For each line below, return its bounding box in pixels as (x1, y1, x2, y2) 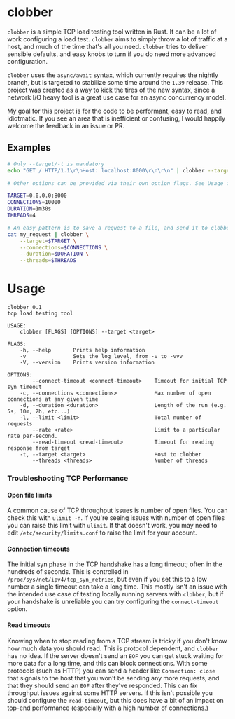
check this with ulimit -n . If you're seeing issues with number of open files (7, 514, 225, 522)
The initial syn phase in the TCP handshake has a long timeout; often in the (7, 560, 222, 568)
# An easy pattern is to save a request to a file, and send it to (7, 224, 208, 231)
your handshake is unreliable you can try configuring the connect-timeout (7, 597, 219, 606)
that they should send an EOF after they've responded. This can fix (7, 681, 198, 690)
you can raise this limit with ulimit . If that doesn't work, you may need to (7, 521, 218, 530)
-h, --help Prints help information (20, 347, 145, 354)
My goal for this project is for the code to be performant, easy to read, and (7, 107, 222, 115)
